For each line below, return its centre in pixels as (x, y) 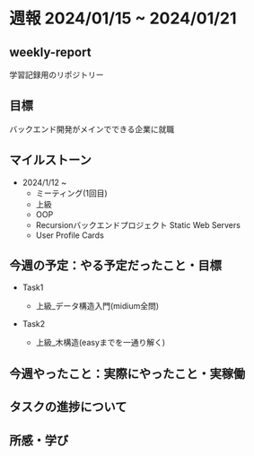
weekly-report (50, 52)
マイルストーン (50, 160)
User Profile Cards (70, 235)
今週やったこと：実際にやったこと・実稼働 (127, 373)
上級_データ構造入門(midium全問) (97, 306)
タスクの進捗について (68, 407)
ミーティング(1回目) (71, 193)
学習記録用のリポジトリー (57, 75)
